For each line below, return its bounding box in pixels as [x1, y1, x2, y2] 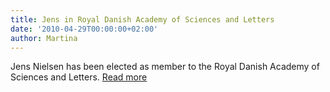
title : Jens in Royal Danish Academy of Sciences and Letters [10, 14, 275, 25]
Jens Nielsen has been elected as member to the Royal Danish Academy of [10, 61, 320, 73]
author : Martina [10, 33, 78, 43]
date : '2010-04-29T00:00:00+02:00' [10, 24, 159, 34]
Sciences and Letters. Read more [10, 71, 148, 83]
